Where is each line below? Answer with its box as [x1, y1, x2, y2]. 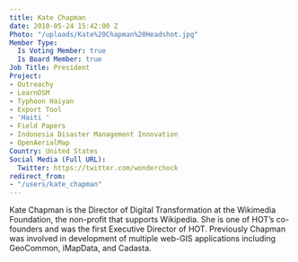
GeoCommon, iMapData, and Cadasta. [9, 243, 152, 254]
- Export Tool [9, 105, 63, 114]
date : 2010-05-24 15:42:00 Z [9, 22, 118, 31]
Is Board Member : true [17, 55, 102, 64]
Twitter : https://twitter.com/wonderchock [17, 163, 179, 172]
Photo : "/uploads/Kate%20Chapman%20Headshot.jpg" [9, 30, 199, 39]
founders [9, 223, 43, 234]
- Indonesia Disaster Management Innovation [9, 130, 179, 139]
